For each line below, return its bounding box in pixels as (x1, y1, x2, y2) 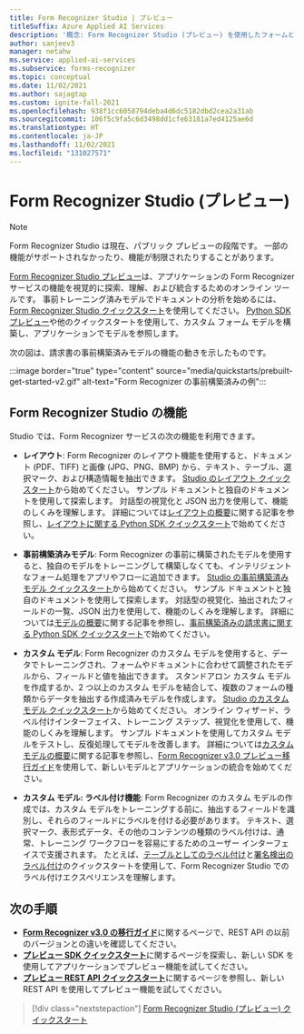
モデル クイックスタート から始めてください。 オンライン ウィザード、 (22, 705, 284, 716)
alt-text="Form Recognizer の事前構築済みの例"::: (82, 376, 267, 386)
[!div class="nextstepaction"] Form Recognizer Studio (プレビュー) (31, 1003, 281, 1014)
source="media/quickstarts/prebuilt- (155, 365, 293, 376)
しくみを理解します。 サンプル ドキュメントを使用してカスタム (38, 728, 273, 738)
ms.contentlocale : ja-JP (9, 132, 103, 141)
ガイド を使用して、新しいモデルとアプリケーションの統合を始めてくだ (30, 761, 292, 773)
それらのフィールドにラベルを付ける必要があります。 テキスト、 (46, 815, 287, 826)
